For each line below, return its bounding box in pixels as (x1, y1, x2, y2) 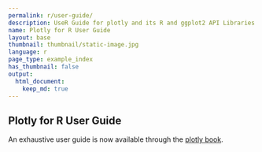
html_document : (15, 77, 65, 85)
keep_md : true (22, 84, 68, 93)
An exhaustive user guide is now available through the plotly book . (8, 135, 223, 144)
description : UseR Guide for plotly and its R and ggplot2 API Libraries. (8, 19, 259, 27)
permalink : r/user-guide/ (8, 11, 93, 20)
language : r (8, 48, 47, 56)
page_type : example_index (8, 56, 93, 64)
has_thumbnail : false (8, 63, 79, 71)
